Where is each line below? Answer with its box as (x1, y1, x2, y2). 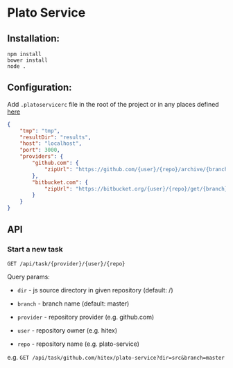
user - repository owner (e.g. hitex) (17, 326, 118, 334)
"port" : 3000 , (19, 147, 60, 154)
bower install (7, 57, 49, 64)
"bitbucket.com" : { (32, 179, 89, 186)
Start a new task (7, 245, 64, 254)
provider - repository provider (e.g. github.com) (17, 313, 155, 321)
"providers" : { (19, 153, 64, 160)
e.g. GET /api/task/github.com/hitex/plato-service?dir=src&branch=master (7, 353, 225, 361)
